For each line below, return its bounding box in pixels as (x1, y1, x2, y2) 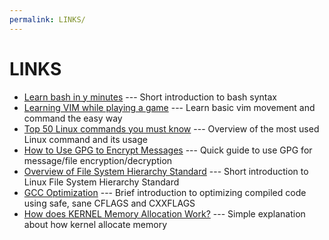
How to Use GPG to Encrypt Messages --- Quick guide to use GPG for (23, 144, 313, 156)
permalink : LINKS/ (9, 14, 86, 25)
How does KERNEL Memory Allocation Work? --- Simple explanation (23, 207, 306, 220)
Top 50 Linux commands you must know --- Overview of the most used (23, 122, 320, 135)
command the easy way (23, 112, 123, 124)
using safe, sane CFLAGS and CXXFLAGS (23, 197, 196, 209)
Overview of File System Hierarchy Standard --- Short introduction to (23, 165, 309, 177)
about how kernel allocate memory (23, 218, 168, 230)
